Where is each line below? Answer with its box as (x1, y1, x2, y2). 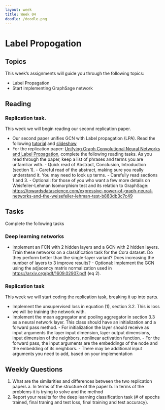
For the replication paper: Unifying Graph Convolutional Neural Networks (12, 146, 160, 152)
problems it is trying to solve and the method (12, 389, 103, 395)
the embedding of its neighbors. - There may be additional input (12, 346, 142, 352)
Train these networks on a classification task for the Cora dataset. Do (12, 249, 153, 255)
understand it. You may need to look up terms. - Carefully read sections (12, 172, 158, 178)
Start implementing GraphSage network (12, 85, 93, 91)
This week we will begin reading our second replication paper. (5, 126, 132, 132)
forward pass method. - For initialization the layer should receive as (12, 324, 149, 330)
